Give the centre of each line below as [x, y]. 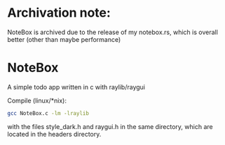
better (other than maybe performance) [64, 39]
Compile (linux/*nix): [37, 100]
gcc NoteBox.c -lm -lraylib [48, 113]
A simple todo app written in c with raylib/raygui [76, 87]
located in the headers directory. [54, 134]
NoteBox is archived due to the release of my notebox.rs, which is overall [113, 32]
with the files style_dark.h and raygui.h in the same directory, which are [110, 126]
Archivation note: [59, 13]
